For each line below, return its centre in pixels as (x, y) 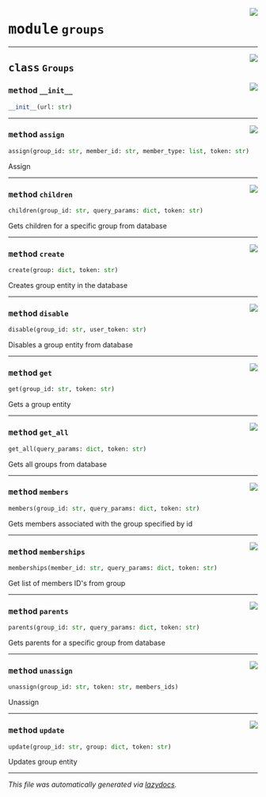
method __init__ (40, 91)
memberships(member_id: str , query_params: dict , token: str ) (113, 568)
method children (40, 194)
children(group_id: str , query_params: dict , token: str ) (106, 210)
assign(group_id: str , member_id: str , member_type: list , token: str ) (129, 151)
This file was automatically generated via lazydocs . (93, 784)
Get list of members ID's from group (67, 583)
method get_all (38, 433)
